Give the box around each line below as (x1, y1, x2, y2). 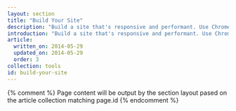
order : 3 (13, 56, 39, 63)
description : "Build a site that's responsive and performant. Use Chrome (7, 23, 231, 30)
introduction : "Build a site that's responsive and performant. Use (7, 30, 212, 37)
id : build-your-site (7, 69, 68, 76)
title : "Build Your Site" (7, 17, 83, 24)
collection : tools (7, 63, 61, 70)
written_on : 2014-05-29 (13, 43, 83, 50)
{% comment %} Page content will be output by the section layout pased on (7, 89, 227, 97)
